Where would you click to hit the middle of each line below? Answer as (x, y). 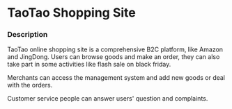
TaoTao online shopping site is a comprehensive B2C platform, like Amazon (115, 49)
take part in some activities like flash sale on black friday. (89, 65)
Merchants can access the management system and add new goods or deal (116, 78)
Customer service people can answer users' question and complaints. (108, 99)
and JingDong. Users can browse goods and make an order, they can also (114, 57)
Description (28, 35)
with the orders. (30, 85)
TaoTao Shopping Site (71, 13)
